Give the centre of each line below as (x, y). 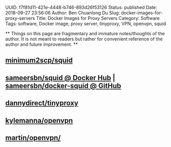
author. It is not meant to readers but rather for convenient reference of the (84, 39)
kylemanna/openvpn (39, 120)
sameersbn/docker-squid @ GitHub (63, 85)
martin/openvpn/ (33, 138)
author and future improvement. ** (42, 44)
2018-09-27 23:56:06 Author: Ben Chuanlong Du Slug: (63, 13)
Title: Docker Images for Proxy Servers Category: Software (98, 18)
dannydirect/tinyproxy (42, 103)
